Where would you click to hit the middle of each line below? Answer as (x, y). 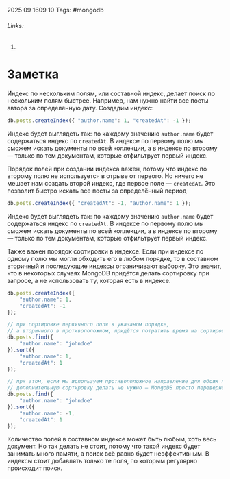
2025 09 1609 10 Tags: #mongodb (55, 10)
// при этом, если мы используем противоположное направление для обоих (113, 382)
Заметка (33, 74)
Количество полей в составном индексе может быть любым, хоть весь (112, 439)
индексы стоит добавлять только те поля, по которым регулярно (102, 461)
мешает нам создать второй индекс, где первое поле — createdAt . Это (111, 184)
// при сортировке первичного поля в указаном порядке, (88, 325)
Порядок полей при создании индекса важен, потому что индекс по (107, 169)
